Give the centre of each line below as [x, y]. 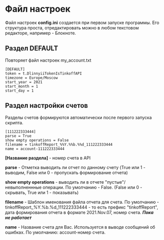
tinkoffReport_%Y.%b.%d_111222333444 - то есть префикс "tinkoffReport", [82, 207]
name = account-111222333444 [35, 149]
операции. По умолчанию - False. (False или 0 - [92, 187]
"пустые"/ [115, 182]
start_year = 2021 [24, 82]
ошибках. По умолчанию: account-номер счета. [55, 232]
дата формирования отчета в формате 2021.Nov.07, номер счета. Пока [79, 212]
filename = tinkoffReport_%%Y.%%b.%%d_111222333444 [59, 144]
